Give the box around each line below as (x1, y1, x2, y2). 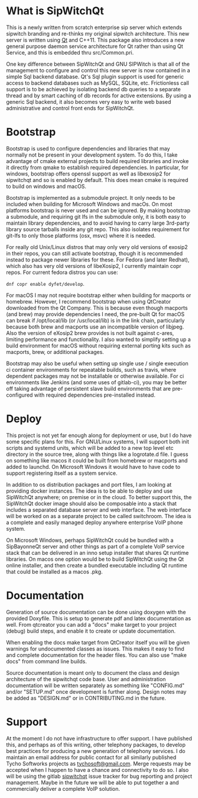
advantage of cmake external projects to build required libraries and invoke (6, 157, 189, 164)
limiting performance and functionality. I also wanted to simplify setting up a (6, 336, 191, 343)
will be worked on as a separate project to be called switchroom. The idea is (6, 512, 191, 519)
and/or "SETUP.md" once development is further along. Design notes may (6, 688, 187, 695)
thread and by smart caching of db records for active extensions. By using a (6, 92, 191, 99)
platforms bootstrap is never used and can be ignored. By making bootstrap (6, 206, 191, 214)
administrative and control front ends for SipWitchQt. (6, 104, 135, 111)
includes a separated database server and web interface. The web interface (6, 506, 191, 513)
